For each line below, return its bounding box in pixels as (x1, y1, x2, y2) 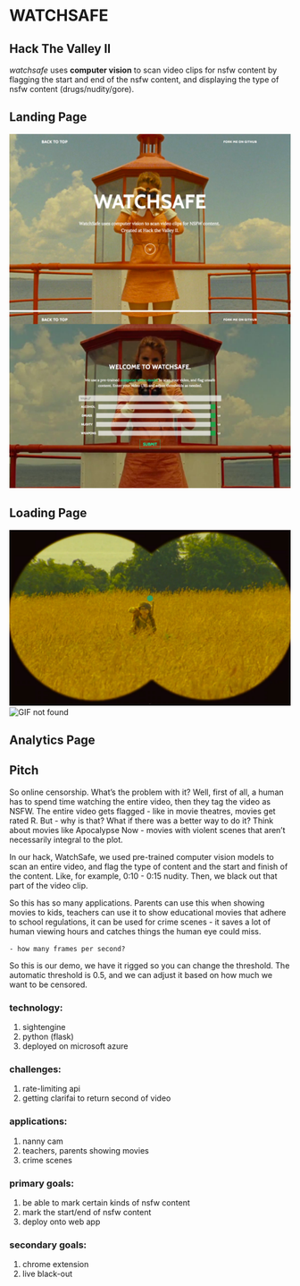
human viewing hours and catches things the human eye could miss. (9, 925, 262, 936)
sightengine (21, 1022, 66, 1033)
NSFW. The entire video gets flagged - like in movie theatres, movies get (9, 805, 276, 816)
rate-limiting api (21, 1084, 80, 1094)
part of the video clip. (9, 880, 88, 890)
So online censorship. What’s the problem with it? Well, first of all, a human (9, 787, 284, 797)
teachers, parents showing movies (21, 1145, 149, 1155)
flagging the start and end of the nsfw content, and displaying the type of (9, 74, 279, 85)
